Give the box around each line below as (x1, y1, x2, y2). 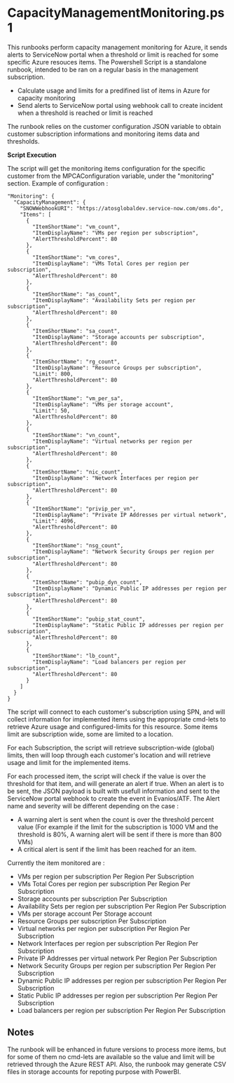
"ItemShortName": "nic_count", (32, 468, 124, 476)
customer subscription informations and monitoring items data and (7, 130, 200, 138)
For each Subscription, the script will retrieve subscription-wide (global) (7, 743, 215, 752)
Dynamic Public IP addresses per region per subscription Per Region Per (17, 976, 227, 985)
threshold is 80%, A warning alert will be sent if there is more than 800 (17, 830, 222, 839)
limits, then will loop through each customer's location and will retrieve (7, 751, 211, 759)
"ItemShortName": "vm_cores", (32, 254, 121, 261)
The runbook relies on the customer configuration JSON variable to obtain (7, 122, 221, 130)
